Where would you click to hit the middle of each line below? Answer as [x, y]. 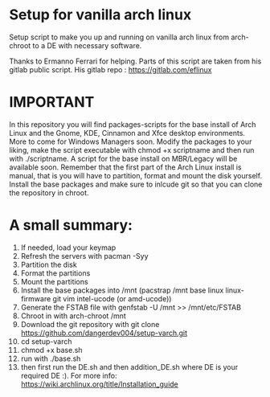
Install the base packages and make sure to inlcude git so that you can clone [136, 184]
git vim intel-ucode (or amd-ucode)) [112, 298]
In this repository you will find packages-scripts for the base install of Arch [133, 124]
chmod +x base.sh [51, 350]
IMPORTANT [52, 102]
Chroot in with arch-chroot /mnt [74, 316]
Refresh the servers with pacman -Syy [84, 256]
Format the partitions [55, 273]
